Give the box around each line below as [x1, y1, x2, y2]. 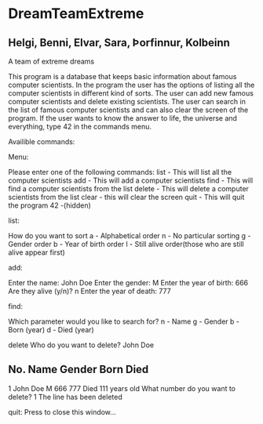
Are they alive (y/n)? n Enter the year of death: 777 [8, 287, 171, 295]
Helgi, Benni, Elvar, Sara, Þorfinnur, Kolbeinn [8, 36, 230, 49]
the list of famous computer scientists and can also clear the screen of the [8, 105, 249, 114]
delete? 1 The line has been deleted [8, 392, 123, 401]
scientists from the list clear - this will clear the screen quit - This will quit [8, 193, 245, 201]
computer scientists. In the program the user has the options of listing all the [8, 80, 255, 89]
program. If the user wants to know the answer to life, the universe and [8, 114, 238, 122]
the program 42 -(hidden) [8, 201, 92, 210]
